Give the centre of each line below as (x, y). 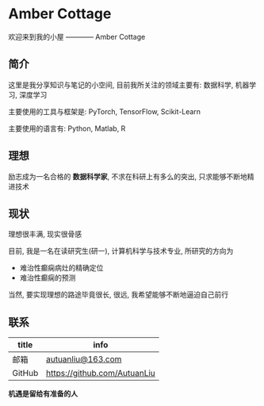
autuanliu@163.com (84, 359)
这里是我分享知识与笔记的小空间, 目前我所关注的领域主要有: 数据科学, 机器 (129, 85)
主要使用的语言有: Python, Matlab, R (67, 128)
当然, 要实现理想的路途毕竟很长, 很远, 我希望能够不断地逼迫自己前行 (118, 295)
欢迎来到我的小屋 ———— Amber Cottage (77, 36)
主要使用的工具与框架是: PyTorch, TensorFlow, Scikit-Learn (104, 111)
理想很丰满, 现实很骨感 (45, 234)
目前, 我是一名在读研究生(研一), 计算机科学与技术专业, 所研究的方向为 (121, 251)
